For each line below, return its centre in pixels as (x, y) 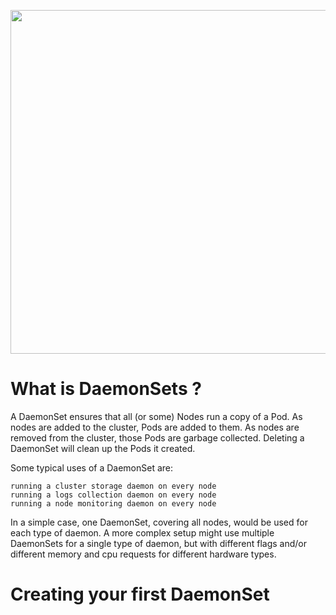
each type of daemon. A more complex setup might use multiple (142, 532)
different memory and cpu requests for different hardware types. (143, 554)
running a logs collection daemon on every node (113, 495)
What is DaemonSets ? (106, 389)
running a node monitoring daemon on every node (113, 503)
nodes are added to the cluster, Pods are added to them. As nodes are (155, 427)
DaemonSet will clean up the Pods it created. (103, 448)
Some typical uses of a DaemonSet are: (92, 467)
